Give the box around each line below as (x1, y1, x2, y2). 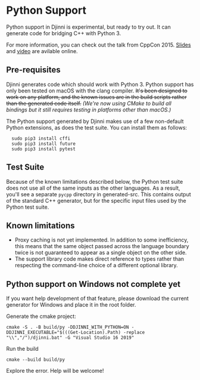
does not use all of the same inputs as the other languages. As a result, (6, 184, 180, 191)
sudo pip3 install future (11, 141, 76, 147)
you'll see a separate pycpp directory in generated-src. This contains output (6, 190, 192, 197)
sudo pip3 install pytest (11, 146, 76, 152)
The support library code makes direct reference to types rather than (14, 255, 185, 262)
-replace (123, 329, 145, 336)
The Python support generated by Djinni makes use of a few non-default (6, 118, 184, 125)
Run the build (6, 345, 39, 353)
